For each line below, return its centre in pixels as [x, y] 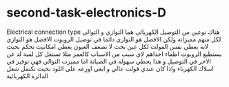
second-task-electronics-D [87, 13]
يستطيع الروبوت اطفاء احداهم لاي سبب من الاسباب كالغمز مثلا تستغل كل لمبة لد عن [114, 54]
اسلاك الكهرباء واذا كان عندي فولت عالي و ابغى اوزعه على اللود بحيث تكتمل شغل [110, 68]
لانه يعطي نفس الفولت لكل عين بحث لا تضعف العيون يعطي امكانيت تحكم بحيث [108, 46]
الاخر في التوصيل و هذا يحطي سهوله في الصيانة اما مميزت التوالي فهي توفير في [109, 61]
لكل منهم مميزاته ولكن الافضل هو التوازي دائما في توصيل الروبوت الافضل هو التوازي [114, 39]
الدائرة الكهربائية [28, 76]
